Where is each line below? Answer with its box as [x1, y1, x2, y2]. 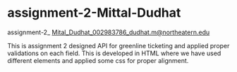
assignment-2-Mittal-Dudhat [7, 5, 181, 21]
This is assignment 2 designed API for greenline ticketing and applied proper [7, 41, 230, 50]
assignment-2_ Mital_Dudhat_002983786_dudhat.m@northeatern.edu [7, 28, 210, 36]
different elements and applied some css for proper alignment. [7, 56, 189, 64]
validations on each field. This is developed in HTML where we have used [7, 49, 221, 57]
